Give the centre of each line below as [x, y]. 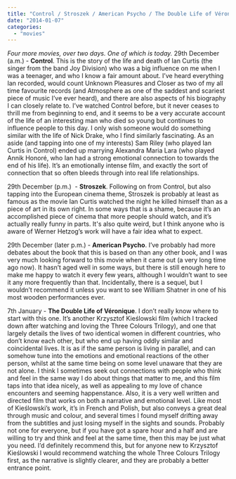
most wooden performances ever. [56, 298]
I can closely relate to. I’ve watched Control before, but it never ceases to [113, 106]
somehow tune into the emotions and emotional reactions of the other [108, 356]
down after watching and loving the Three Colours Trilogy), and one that [112, 326]
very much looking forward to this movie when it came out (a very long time [117, 260]
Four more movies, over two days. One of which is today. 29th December [113, 53]
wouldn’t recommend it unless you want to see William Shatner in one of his [117, 290]
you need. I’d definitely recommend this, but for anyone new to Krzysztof [113, 446]
